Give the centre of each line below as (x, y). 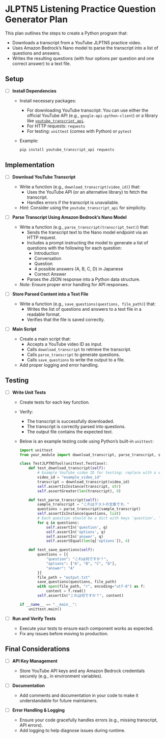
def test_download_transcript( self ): (67, 468)
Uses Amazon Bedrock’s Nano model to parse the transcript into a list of (85, 48)
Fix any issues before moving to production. (64, 633)
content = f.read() (66, 591)
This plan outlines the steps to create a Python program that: (66, 33)
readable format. (44, 314)
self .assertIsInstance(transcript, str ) (79, 486)
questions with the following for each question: (74, 248)
